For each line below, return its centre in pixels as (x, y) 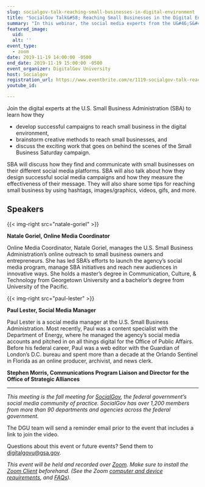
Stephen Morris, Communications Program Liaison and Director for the (98, 372)
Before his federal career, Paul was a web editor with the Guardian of (93, 347)
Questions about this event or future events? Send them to (80, 446)
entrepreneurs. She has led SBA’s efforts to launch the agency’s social (95, 260)
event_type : (22, 46)
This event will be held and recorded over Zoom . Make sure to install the (98, 464)
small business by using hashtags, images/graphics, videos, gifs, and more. (102, 190)
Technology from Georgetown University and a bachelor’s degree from (96, 280)
